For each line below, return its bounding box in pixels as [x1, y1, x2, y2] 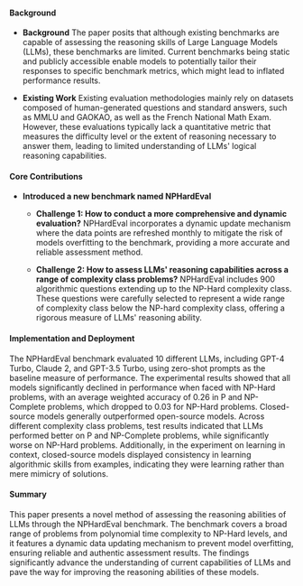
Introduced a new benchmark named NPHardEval [22, 191, 212, 202]
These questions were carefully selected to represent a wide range [35, 293, 286, 304]
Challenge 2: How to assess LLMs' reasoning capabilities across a [35, 265, 289, 275]
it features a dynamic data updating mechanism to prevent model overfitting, [9, 537, 294, 548]
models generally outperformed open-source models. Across [37, 411, 265, 422]
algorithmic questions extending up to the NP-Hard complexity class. [35, 284, 292, 294]
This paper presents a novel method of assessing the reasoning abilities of [9, 508, 287, 519]
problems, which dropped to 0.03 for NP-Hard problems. [47, 401, 259, 412]
